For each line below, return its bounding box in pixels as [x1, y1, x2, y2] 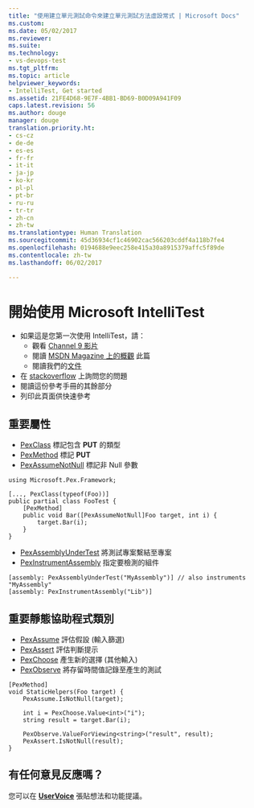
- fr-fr [8, 154, 35, 162]
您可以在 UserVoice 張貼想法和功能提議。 [8, 790, 147, 801]
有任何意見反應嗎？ [8, 768, 104, 781]
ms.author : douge [8, 109, 67, 117]
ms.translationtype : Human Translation [8, 229, 142, 237]
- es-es [8, 146, 35, 155]
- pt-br [8, 191, 35, 200]
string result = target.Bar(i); [23, 716, 131, 724]
